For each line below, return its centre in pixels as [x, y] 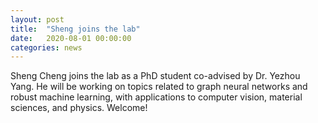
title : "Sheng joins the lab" [75, 29]
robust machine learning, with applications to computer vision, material [156, 97]
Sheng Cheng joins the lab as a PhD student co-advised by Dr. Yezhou [155, 76]
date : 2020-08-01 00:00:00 [71, 38]
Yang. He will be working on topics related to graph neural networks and [159, 87]
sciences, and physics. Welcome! [79, 108]
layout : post [37, 19]
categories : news [46, 47]
